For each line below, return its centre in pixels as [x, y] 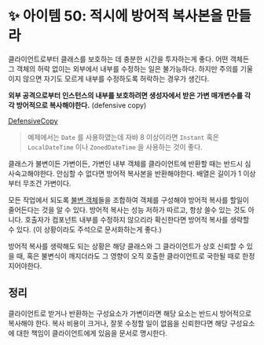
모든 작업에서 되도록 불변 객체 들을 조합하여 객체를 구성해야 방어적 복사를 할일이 [129, 200]
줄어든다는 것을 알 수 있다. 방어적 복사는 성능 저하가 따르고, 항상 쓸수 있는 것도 [127, 210]
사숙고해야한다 [31, 173]
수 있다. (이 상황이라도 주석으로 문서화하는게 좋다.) [85, 229]
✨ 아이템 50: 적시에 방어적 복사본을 [115, 16]
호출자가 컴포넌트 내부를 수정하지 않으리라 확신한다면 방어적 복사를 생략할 [137, 219]
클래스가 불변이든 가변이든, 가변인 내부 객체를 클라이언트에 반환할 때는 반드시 [126, 163]
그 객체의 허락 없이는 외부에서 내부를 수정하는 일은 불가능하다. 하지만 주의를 [123, 68]
